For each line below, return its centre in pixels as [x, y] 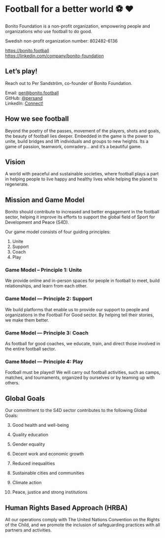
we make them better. [27, 320]
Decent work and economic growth [48, 454]
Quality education [30, 435]
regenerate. [17, 184]
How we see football [37, 119]
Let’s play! [21, 71]
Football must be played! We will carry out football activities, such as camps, [83, 372]
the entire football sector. [31, 349]
